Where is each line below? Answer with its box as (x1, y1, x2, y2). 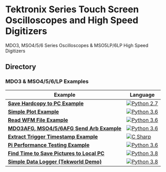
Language (130, 91, 155, 98)
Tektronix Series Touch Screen (5, 4, 139, 15)
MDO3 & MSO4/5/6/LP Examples (5, 78, 89, 85)
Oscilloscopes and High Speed (5, 14, 138, 26)
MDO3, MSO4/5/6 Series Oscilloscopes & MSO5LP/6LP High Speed (5, 42, 149, 48)
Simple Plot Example (8, 108, 59, 115)
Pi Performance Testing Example (8, 141, 90, 148)
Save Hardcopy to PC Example (8, 100, 84, 107)
